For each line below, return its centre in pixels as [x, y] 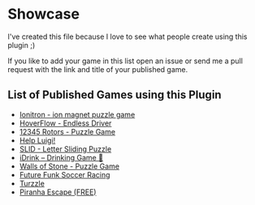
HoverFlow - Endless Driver [65, 123]
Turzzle [32, 183]
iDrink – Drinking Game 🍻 [61, 157]
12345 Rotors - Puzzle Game [67, 131]
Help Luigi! [37, 140]
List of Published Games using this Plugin [115, 95]
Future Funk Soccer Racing [65, 174]
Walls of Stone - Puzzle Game [69, 166]
